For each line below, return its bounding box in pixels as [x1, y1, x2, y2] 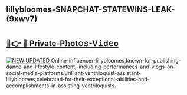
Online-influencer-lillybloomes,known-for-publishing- [51, 57, 181, 64]
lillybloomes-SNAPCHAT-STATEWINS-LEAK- [6, 5, 175, 15]
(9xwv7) [6, 14, 38, 24]
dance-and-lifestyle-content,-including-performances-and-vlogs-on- [6, 63, 176, 70]
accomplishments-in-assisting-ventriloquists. [6, 82, 116, 89]
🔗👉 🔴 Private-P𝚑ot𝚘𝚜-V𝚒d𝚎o [6, 38, 119, 48]
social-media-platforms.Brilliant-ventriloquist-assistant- [6, 70, 142, 76]
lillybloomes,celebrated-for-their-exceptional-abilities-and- [6, 76, 150, 83]
